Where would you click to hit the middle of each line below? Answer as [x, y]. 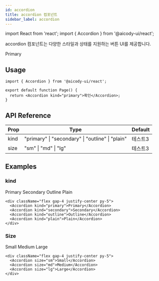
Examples [21, 167]
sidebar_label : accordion [32, 19]
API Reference [28, 116]
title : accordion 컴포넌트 [31, 15]
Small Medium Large [26, 247]
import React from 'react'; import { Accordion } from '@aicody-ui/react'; [80, 34]
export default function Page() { [42, 90]
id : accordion [20, 10]
